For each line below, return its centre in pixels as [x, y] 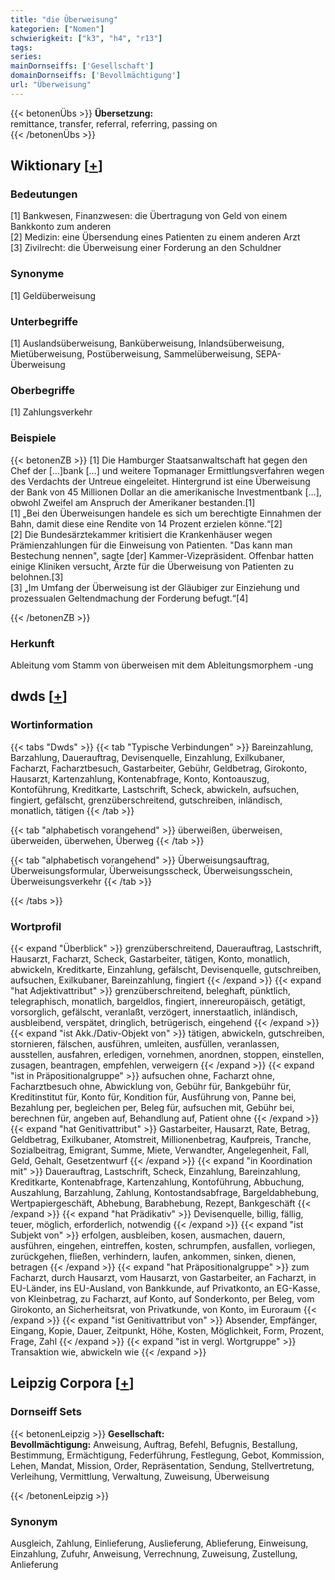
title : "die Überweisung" [64, 19]
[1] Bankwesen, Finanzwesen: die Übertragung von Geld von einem [149, 216]
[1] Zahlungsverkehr [51, 412]
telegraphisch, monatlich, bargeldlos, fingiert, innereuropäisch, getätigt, [158, 1001]
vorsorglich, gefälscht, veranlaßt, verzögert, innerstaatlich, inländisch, [154, 1012]
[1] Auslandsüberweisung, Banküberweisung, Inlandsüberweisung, [147, 343]
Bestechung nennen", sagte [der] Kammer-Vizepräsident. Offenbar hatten [162, 555]
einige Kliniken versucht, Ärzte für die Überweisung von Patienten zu [152, 566]
